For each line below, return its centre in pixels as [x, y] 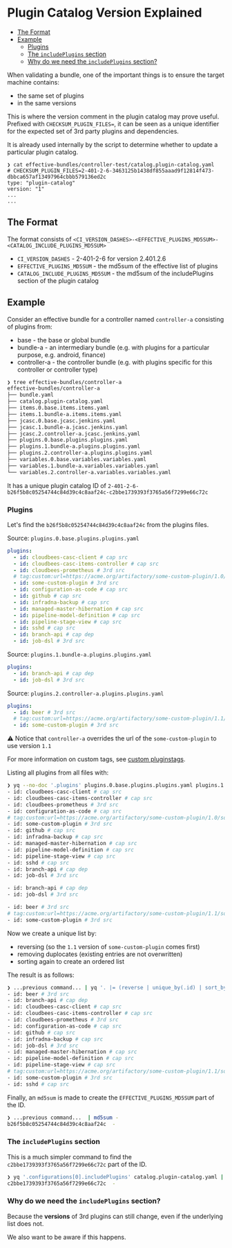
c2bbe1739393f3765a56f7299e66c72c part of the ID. [77, 1164]
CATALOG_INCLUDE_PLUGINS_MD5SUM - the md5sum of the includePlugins [115, 273]
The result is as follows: [41, 975]
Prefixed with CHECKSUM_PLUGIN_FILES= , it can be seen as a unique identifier [113, 123]
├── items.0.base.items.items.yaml [58, 408]
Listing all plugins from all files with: [58, 773]
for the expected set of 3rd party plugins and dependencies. [93, 131]
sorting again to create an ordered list [70, 961]
